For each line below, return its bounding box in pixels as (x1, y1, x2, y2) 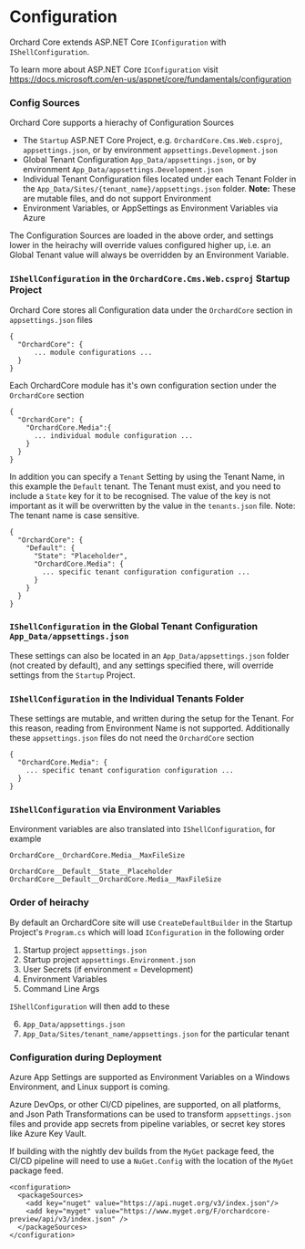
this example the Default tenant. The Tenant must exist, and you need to (9, 481, 281, 492)
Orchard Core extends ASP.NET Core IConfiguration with (9, 36, 227, 47)
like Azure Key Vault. (9, 1129, 86, 1140)
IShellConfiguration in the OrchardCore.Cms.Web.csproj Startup (9, 272, 290, 285)
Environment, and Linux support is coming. (9, 1081, 170, 1092)
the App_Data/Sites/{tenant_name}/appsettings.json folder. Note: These (22, 183, 296, 194)
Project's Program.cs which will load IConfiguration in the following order (9, 926, 285, 937)
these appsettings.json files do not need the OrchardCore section (9, 733, 255, 744)
